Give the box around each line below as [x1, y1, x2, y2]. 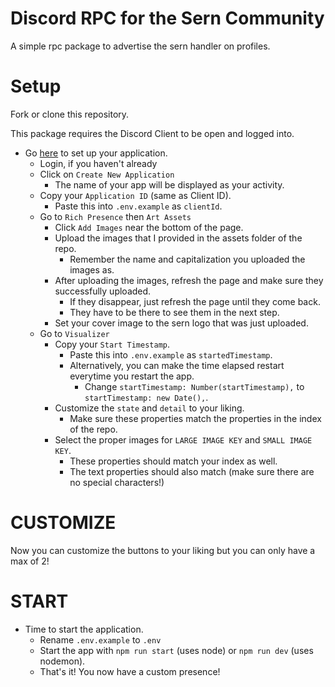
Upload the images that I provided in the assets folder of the [54, 232, 303, 244]
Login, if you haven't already [39, 157, 158, 169]
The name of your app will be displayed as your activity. [54, 178, 285, 191]
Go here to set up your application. [24, 147, 168, 159]
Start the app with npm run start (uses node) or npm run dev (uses [39, 644, 314, 656]
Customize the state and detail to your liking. [54, 402, 245, 414]
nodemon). [39, 655, 86, 667]
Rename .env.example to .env [39, 633, 162, 646]
